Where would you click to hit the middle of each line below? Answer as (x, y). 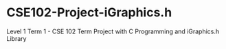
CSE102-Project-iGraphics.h (89, 13)
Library (16, 38)
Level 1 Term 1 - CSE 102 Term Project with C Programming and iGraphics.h (113, 31)
